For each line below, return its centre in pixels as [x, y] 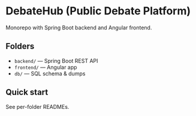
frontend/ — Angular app [46, 67]
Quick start [27, 92]
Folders [20, 46]
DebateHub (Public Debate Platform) [98, 11]
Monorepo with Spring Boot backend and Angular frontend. [79, 28]
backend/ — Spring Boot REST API [56, 60]
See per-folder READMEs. [37, 106]
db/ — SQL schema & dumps [50, 74]
